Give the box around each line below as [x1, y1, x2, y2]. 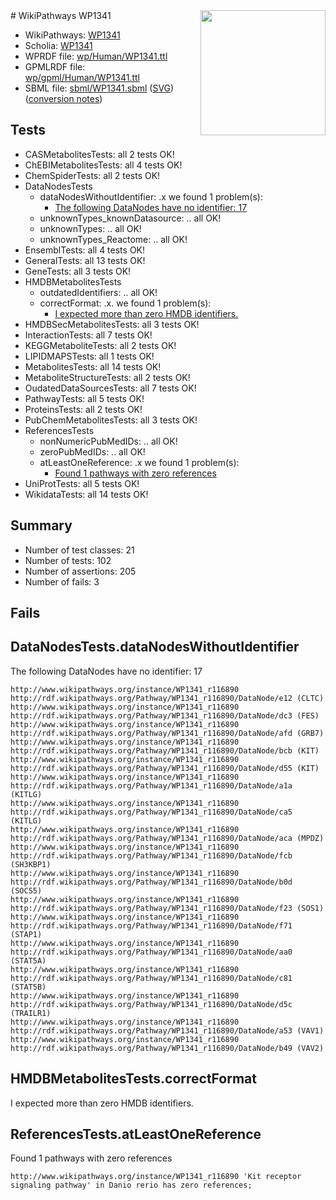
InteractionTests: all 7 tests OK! [24, 329, 153, 341]
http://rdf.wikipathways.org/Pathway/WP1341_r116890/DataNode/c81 [10, 973, 293, 983]
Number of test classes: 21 [24, 544, 135, 556]
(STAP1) [10, 929, 43, 939]
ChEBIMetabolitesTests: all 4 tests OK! [24, 159, 183, 171]
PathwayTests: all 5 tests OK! [24, 392, 145, 404]
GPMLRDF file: [24, 61, 86, 73]
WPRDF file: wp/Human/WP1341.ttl [24, 50, 168, 62]
